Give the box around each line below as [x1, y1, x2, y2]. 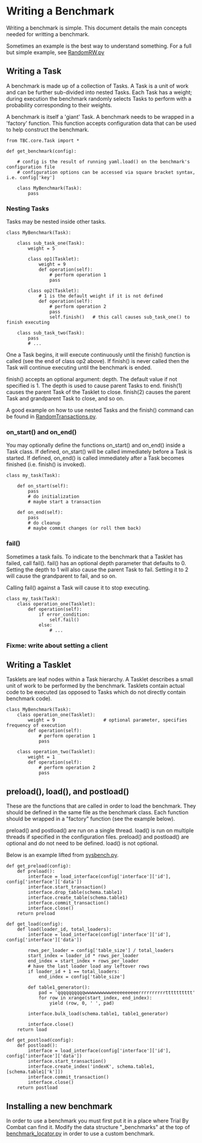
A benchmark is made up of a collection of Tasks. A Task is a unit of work [6, 82, 189, 89]
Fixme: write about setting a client [6, 641, 109, 650]
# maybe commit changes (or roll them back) [28, 525, 142, 531]
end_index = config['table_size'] [38, 974, 125, 980]
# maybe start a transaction [28, 499, 101, 505]
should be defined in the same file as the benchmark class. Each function [6, 809, 189, 816]
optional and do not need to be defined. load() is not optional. [6, 840, 159, 847]
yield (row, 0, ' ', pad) [49, 1000, 115, 1007]
